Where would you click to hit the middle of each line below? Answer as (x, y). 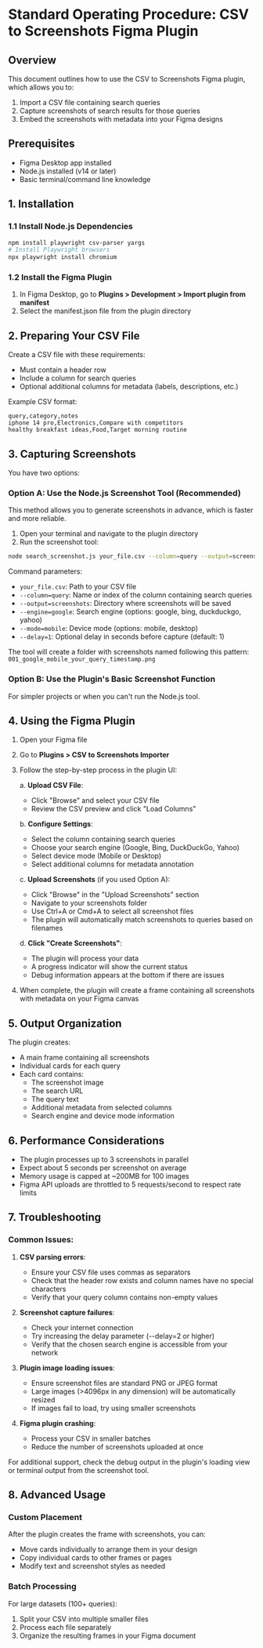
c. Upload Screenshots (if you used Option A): (95, 880)
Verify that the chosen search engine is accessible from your (130, 1344)
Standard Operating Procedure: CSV (128, 15)
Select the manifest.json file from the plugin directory (105, 311)
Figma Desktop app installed (65, 162)
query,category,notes (43, 416)
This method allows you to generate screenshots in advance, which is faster (131, 510)
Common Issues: (41, 1240)
